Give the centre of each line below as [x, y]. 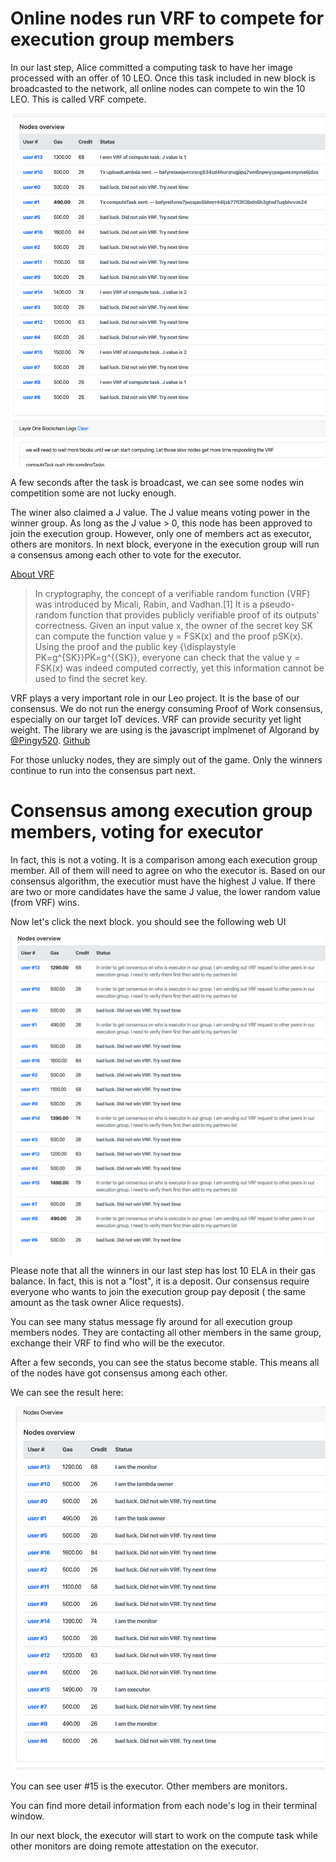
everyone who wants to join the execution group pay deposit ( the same [158, 1292]
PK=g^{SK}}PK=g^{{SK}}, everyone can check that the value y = [167, 658]
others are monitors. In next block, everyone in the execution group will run [165, 544]
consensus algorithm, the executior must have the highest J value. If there [163, 881]
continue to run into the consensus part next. [103, 771]
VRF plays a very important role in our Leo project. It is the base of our [155, 698]
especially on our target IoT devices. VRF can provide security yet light [156, 719]
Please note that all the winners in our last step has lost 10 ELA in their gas [163, 1271]
